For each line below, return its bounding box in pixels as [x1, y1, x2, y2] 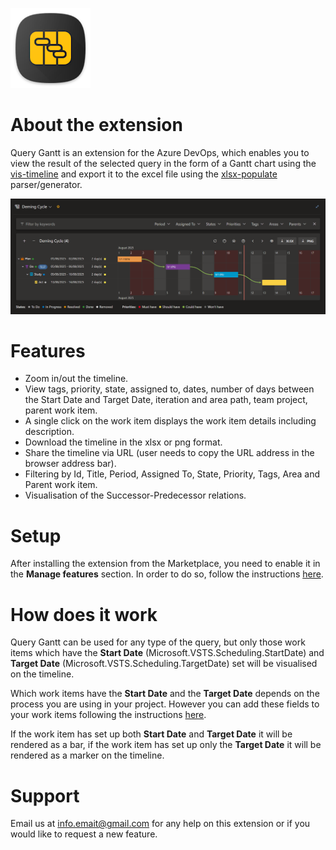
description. [24, 426, 75, 438]
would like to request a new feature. [10, 828, 158, 840]
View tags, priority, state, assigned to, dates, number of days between [24, 383, 315, 395]
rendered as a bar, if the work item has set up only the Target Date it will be [10, 739, 322, 751]
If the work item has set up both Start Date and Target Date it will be [10, 728, 293, 740]
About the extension [10, 114, 183, 137]
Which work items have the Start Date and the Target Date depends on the [10, 688, 320, 700]
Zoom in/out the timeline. [24, 373, 129, 385]
